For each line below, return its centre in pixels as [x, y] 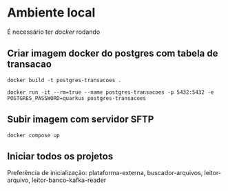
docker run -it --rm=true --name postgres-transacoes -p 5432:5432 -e [111, 92]
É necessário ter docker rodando [54, 32]
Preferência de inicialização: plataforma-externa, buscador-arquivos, [105, 173]
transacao [29, 64]
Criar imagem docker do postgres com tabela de [113, 53]
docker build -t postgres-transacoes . [64, 80]
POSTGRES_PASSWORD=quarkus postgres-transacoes [77, 98]
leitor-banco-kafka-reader [69, 180]
